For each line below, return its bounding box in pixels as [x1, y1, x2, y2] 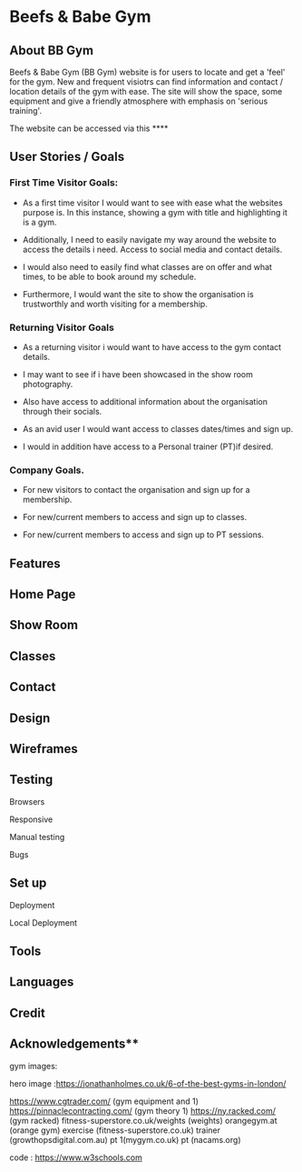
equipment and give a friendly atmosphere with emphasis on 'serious [9, 95, 268, 106]
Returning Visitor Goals [9, 321, 115, 334]
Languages [9, 975, 74, 990]
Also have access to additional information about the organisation [22, 396, 268, 406]
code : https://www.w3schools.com [9, 1152, 142, 1163]
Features [9, 556, 61, 571]
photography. [22, 378, 73, 389]
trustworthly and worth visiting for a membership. [22, 298, 209, 309]
